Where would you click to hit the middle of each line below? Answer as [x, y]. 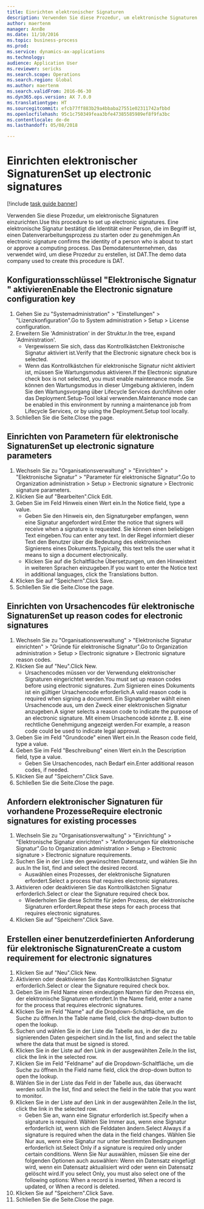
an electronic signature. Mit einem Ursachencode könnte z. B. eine [108, 718]
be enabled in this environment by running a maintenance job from [108, 404]
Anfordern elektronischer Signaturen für [85, 802]
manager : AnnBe [26, 29]
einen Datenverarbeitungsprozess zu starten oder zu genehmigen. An [93, 235]
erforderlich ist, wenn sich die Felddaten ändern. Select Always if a [107, 1128]
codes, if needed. [47, 770]
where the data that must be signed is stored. [73, 1044]
